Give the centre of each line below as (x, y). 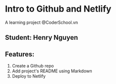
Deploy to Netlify (29, 76)
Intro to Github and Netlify (58, 9)
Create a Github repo (33, 66)
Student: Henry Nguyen (42, 38)
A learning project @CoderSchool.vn (42, 22)
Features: (20, 54)
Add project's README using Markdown (52, 71)
